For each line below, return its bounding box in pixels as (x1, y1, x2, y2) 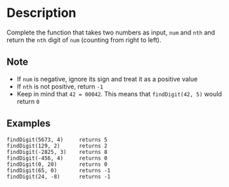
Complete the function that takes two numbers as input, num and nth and (6, 28, 216, 37)
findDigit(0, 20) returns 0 (6, 160, 108, 168)
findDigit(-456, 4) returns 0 (6, 155, 108, 162)
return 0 (16, 97, 40, 105)
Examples (6, 117, 51, 129)
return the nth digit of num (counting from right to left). (6, 35, 162, 44)
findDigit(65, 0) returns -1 (6, 167, 111, 174)
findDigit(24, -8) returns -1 (6, 173, 111, 180)
